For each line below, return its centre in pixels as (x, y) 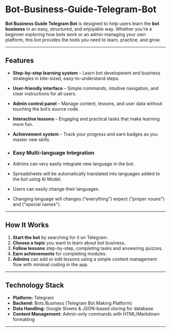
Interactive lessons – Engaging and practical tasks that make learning (86, 119)
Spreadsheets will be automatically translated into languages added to (86, 174)
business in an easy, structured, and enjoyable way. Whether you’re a (79, 29)
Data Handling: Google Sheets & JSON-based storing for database (83, 308)
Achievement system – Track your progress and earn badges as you (85, 134)
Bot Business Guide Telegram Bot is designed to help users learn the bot (82, 23)
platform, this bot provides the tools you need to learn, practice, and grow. (83, 40)
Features (20, 60)
